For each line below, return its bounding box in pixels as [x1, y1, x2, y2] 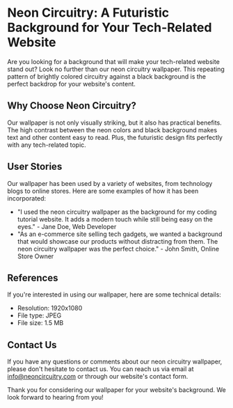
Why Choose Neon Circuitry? [7, 100, 137, 112]
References [7, 272, 58, 283]
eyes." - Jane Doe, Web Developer [17, 222, 117, 230]
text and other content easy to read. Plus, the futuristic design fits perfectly [7, 133, 223, 141]
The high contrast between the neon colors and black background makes [7, 125, 218, 134]
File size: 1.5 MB [17, 319, 64, 327]
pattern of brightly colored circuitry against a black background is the [7, 72, 207, 81]
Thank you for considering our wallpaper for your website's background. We [7, 386, 226, 394]
